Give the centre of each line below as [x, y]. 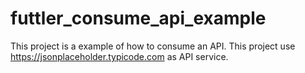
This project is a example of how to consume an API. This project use [153, 46]
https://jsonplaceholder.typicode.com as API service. [119, 56]
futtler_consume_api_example [138, 18]
